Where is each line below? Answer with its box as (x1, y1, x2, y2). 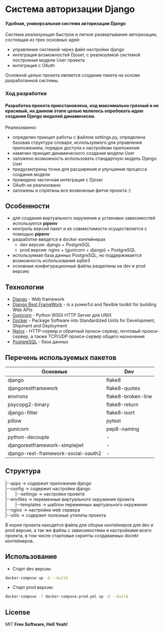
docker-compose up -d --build (5, 575, 68, 580)
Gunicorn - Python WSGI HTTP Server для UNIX (12, 312, 112, 318)
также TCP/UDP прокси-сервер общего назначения (34, 333, 145, 339)
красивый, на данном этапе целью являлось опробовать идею (5, 108, 144, 114)
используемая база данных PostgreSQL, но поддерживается (12, 252, 142, 259)
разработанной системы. (5, 78, 59, 84)
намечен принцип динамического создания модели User (12, 150, 135, 156)
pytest (106, 417, 121, 424)
